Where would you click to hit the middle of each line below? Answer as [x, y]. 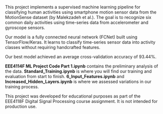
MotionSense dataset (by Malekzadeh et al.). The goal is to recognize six [78, 17]
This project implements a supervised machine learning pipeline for [73, 7]
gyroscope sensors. [25, 28]
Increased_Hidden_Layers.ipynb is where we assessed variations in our [78, 81]
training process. [22, 87]
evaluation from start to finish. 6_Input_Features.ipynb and [65, 76]
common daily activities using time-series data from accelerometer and [77, 22]
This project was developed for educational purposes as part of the [73, 96]
